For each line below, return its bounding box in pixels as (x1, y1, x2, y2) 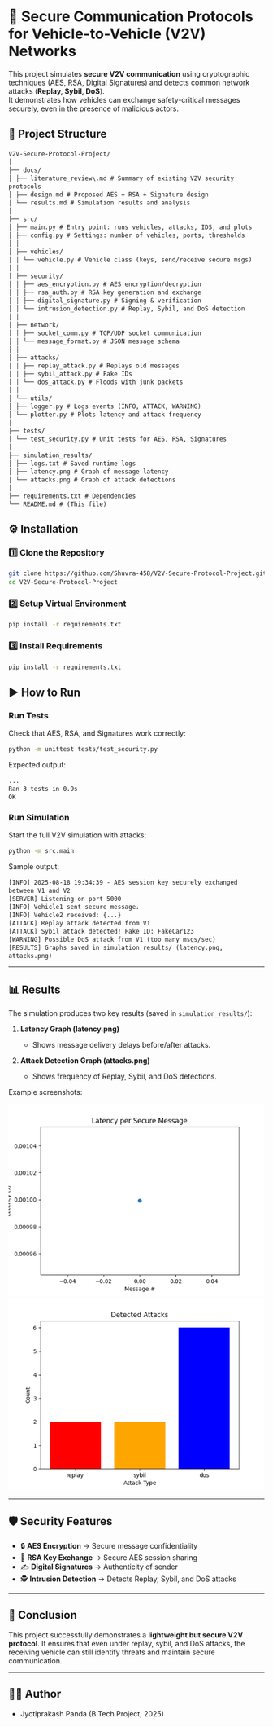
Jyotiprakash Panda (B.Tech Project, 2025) (19, 1708, 164, 1718)
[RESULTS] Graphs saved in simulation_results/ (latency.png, (8, 944, 223, 952)
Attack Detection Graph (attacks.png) (19, 1056, 150, 1066)
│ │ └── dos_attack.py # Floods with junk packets (8, 378, 184, 386)
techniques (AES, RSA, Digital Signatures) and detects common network (8, 77, 250, 87)
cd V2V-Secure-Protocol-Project (8, 578, 118, 587)
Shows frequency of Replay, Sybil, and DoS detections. (32, 1071, 218, 1082)
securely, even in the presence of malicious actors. (8, 103, 180, 113)
